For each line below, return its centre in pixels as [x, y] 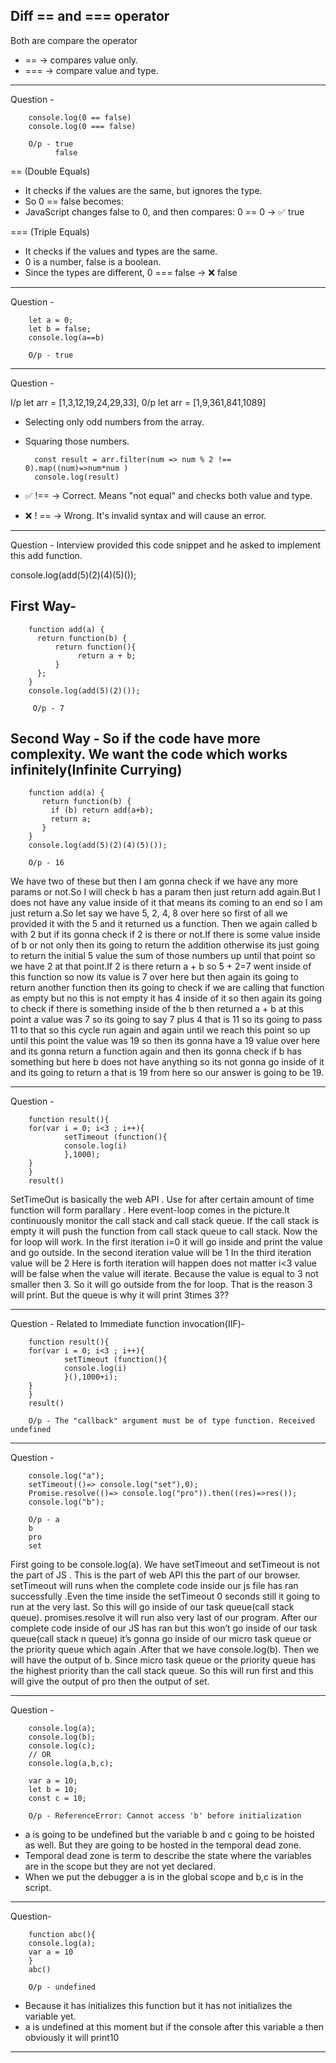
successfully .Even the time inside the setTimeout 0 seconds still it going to [165, 1596]
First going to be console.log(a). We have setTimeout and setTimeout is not [165, 1565]
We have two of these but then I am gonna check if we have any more [154, 881]
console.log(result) [77, 477]
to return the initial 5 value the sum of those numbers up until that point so [163, 956]
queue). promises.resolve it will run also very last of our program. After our [164, 1618]
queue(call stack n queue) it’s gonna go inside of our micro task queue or [161, 1639]
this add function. [46, 555]
